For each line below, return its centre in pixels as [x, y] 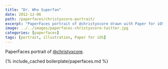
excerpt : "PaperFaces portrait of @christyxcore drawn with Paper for [80, 24]
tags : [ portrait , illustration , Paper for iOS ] [56, 38]
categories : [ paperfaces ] [32, 33]
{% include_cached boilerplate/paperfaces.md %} [57, 61]
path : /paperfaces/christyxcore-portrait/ [50, 19]
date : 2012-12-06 [23, 14]
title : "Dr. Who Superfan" [33, 10]
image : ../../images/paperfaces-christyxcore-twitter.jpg [67, 28]
